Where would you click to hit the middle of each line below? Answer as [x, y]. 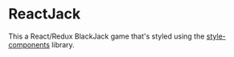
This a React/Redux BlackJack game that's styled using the [107, 36]
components [29, 44]
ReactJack [45, 14]
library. [63, 44]
